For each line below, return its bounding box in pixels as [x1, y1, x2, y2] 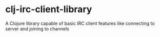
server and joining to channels [5, 25, 69, 31]
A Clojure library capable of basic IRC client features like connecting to [5, 20, 155, 26]
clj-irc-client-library [5, 4, 92, 15]
